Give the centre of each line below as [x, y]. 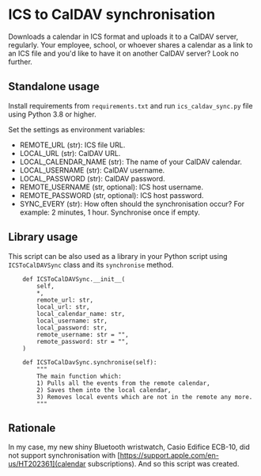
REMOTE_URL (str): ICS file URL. [72, 145]
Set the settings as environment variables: [77, 129]
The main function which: [79, 376]
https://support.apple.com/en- [169, 455]
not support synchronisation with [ [64, 455]
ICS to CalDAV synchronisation [112, 15]
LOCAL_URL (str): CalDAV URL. [70, 153]
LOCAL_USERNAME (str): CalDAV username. [92, 170]
